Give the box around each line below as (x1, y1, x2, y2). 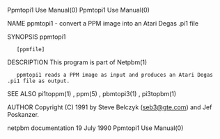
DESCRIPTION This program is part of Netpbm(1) (7, 58, 148, 66)
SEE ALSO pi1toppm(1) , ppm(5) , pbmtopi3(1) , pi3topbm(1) (7, 90, 177, 98)
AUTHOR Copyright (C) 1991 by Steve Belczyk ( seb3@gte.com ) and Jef (7, 103, 212, 111)
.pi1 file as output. (7, 77, 70, 84)
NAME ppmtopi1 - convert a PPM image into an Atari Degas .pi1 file (7, 19, 199, 27)
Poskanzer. (7, 111, 40, 118)
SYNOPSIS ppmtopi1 (7, 33, 66, 41)
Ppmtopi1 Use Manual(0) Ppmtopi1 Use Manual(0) (7, 6, 150, 14)
